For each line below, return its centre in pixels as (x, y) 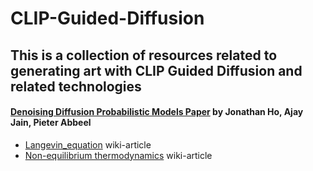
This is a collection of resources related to (144, 55)
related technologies (76, 86)
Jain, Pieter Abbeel (51, 123)
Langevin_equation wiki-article (88, 144)
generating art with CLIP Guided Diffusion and (156, 70)
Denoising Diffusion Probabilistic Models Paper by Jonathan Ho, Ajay (157, 112)
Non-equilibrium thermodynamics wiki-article (118, 155)
